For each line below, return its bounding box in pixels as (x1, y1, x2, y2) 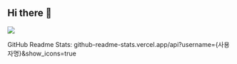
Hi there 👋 (7, 7, 52, 19)
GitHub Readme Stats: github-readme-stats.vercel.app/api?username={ (7, 40, 218, 48)
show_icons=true (25, 49, 76, 58)
